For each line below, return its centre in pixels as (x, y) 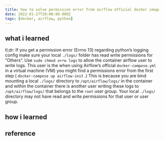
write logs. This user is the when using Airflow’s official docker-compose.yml (81, 66)
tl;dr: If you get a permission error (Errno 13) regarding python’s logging (77, 50)
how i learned (26, 117)
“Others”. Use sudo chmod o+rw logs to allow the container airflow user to (79, 60)
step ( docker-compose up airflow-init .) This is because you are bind (76, 76)
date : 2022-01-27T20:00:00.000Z (38, 14)
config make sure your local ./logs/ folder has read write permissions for (79, 55)
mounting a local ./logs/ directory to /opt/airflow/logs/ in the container (79, 81)
